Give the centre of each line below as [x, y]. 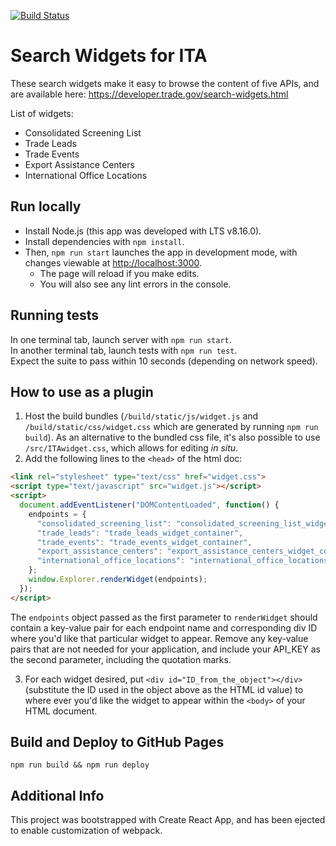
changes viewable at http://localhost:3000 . [113, 262]
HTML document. [61, 711]
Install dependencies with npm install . [104, 241]
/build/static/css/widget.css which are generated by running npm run [171, 427]
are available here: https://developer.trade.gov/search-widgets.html [149, 94]
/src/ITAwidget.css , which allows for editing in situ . [131, 448]
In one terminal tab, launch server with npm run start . [121, 339]
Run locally [46, 206]
